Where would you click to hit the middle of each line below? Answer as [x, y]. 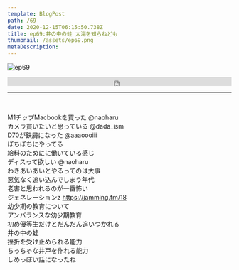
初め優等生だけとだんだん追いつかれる [63, 224]
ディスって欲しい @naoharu [48, 162]
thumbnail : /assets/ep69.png [51, 40]
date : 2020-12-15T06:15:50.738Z [55, 27]
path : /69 [22, 21]
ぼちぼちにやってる [36, 144]
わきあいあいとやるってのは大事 [54, 171]
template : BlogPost [36, 14]
